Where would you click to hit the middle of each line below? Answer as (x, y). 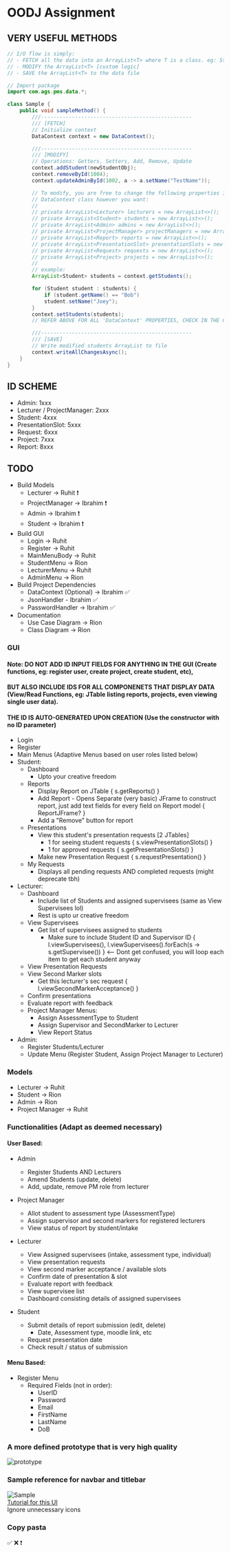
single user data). (33, 702)
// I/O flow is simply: (41, 54)
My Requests (46, 864)
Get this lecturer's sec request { (83, 981)
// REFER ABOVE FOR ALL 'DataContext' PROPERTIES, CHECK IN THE (126, 321)
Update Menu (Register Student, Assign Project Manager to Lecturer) (125, 1055)
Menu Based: (26, 1363)
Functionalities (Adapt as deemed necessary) (85, 1127)
